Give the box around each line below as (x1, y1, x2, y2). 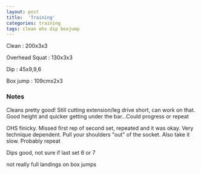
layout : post (6, 8, 39, 15)
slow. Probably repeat (6, 137, 61, 144)
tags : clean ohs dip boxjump (6, 25, 80, 32)
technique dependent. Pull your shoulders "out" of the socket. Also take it (6, 130, 190, 138)
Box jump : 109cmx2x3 (6, 77, 64, 85)
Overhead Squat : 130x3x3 (6, 54, 73, 61)
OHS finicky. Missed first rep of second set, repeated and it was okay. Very (6, 124, 194, 132)
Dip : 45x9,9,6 (6, 66, 41, 73)
